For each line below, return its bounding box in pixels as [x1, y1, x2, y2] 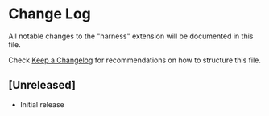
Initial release [19, 99, 64, 109]
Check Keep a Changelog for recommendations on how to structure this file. [8, 55, 262, 65]
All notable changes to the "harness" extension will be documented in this [8, 31, 254, 41]
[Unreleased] [8, 78, 77, 92]
